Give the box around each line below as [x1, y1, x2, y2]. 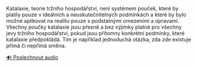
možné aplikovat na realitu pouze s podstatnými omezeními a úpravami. [6, 18, 179, 24]
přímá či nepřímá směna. [6, 42, 66, 49]
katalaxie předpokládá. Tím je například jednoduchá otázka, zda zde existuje [6, 36, 191, 43]
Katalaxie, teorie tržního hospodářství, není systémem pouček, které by [6, 5, 179, 12]
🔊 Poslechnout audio [6, 54, 59, 61]
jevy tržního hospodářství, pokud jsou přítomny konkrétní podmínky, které [6, 30, 185, 37]
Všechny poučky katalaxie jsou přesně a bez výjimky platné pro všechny [6, 23, 182, 30]
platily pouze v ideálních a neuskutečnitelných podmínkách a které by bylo [6, 11, 186, 18]
